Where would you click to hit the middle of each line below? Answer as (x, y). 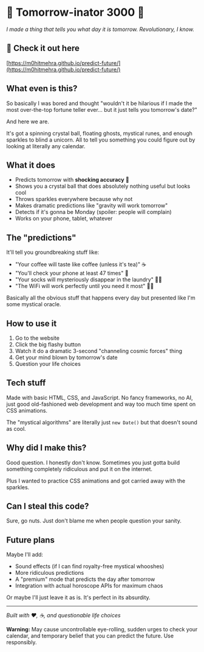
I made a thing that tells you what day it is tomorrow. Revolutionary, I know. (100, 29)
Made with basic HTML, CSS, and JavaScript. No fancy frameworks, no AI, (100, 397)
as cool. (16, 428)
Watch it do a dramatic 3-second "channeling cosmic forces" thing (98, 351)
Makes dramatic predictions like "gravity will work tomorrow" (91, 205)
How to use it (32, 324)
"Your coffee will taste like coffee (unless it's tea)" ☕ (81, 264)
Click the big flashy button (48, 345)
